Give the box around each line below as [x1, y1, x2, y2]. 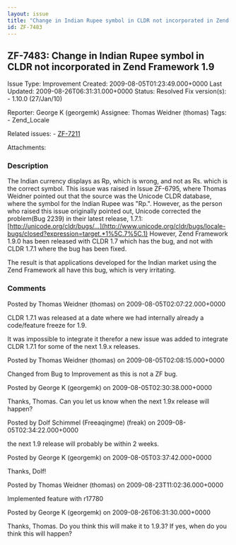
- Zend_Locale [7, 116, 49, 125]
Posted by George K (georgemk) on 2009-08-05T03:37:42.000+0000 [7, 453, 212, 461]
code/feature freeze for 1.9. [7, 321, 87, 329]
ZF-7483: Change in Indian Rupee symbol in [7, 50, 205, 62]
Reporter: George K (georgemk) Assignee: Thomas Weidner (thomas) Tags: [7, 108, 228, 117]
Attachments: [7, 143, 47, 152]
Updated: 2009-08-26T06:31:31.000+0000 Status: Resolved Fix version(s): [7, 87, 227, 96]
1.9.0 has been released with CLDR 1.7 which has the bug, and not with [7, 237, 213, 246]
